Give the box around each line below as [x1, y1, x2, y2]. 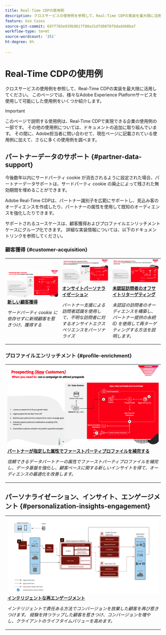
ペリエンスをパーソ [62, 326, 101, 332]
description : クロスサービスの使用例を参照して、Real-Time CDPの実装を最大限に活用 [5, 13, 162, 18]
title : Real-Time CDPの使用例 [5, 8, 64, 13]
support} [5, 161, 34, 169]
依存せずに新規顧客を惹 [7, 316, 55, 321]
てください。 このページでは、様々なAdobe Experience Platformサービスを [5, 92, 158, 98]
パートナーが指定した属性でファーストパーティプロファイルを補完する [7, 448, 150, 454]
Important [5, 108, 25, 114]
